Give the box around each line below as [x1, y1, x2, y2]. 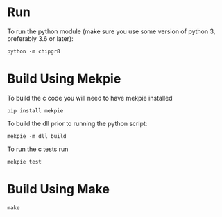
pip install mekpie [7, 107, 64, 114]
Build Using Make [7, 182, 110, 198]
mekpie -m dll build [7, 132, 67, 139]
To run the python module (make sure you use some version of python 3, [7, 27, 216, 35]
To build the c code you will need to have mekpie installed [7, 94, 173, 102]
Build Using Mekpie [7, 71, 121, 87]
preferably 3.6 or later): [7, 34, 74, 42]
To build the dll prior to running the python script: [7, 119, 148, 128]
